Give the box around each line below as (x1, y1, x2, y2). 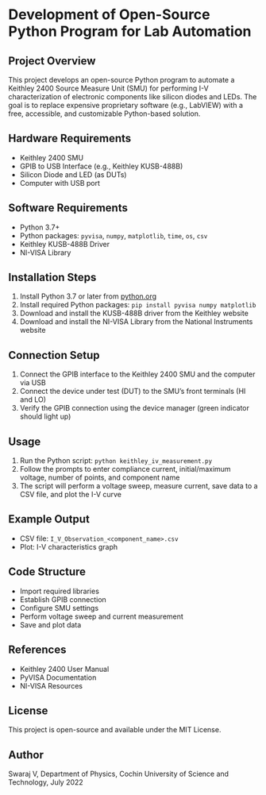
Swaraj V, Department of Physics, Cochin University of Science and (8, 769, 229, 779)
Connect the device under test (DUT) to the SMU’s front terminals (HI (19, 387, 246, 396)
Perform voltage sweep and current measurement (19, 612, 184, 621)
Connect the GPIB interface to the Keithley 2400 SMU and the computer (19, 369, 256, 379)
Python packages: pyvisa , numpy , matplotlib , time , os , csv (19, 230, 208, 240)
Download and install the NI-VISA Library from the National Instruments (19, 317, 253, 326)
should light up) (19, 411, 71, 422)
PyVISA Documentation (19, 673, 97, 682)
